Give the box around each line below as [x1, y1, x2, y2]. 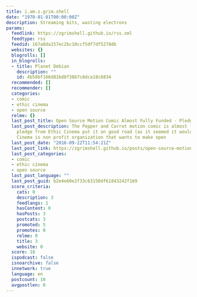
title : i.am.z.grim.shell [6, 8, 69, 15]
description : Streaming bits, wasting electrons [6, 19, 127, 25]
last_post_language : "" [11, 173, 69, 179]
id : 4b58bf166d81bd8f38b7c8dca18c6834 [16, 74, 111, 80]
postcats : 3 [16, 216, 46, 222]
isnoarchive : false [11, 260, 59, 266]
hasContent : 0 [16, 205, 51, 212]
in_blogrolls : [11, 58, 46, 64]
